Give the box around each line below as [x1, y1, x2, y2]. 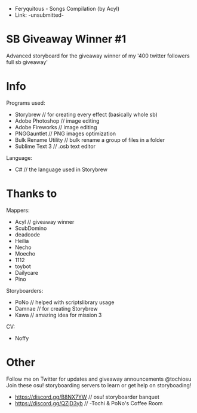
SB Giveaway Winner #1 [6, 32, 127, 46]
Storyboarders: [6, 287, 44, 294]
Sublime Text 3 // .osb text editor [14, 142, 96, 150]
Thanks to [6, 187, 57, 201]
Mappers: [6, 206, 30, 214]
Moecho [14, 250, 36, 257]
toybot [14, 263, 31, 270]
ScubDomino [14, 224, 47, 232]
